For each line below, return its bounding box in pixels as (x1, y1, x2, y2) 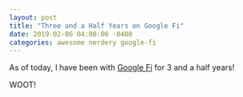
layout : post (9, 12, 58, 22)
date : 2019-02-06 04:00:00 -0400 (9, 29, 133, 38)
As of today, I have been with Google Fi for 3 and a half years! (9, 62, 235, 73)
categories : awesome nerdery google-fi (9, 37, 157, 47)
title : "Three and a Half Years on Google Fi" (9, 21, 184, 30)
